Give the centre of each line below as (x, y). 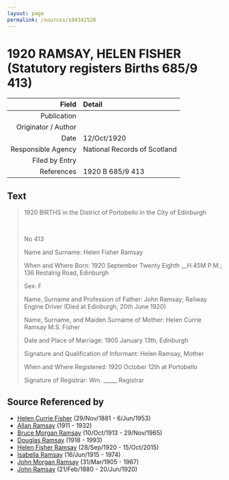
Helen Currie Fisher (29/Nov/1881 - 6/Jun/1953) (84, 418)
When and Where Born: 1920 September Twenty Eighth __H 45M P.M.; (123, 266)
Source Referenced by (56, 402)
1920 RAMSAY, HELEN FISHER (94, 54)
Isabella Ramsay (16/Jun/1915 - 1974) (69, 455)
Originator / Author (46, 127)
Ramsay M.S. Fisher (52, 327)
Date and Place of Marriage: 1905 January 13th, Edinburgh (106, 340)
